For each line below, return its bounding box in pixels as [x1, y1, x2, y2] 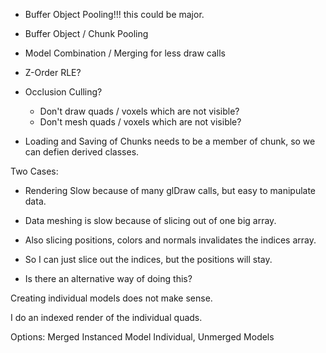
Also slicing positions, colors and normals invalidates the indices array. [24, 234, 317, 246]
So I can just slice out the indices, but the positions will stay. [24, 254, 273, 265]
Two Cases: [10, 165, 59, 177]
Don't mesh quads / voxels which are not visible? [39, 116, 242, 128]
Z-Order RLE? [24, 67, 82, 78]
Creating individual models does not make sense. [10, 292, 213, 304]
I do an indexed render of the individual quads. [10, 312, 203, 323]
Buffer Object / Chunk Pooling [24, 28, 149, 39]
